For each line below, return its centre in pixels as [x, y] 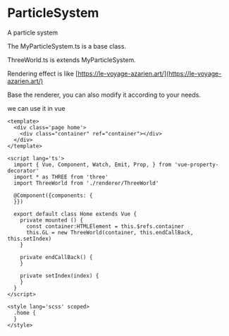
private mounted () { [51, 220]
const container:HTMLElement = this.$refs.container [105, 226]
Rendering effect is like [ [43, 73]
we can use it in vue [36, 108]
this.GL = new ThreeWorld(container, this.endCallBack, [110, 232]
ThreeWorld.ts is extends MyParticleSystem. [72, 60]
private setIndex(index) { [60, 276]
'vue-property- [197, 164]
